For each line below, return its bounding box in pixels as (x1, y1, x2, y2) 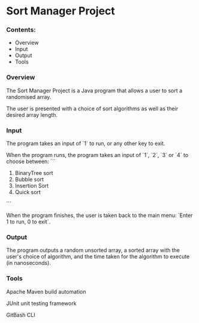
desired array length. (6, 111, 58, 118)
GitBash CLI (6, 311, 35, 318)
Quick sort (14, 189, 41, 196)
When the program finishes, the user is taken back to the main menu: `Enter (6, 212, 193, 219)
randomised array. (6, 93, 52, 100)
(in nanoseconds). (6, 259, 51, 267)
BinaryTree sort (14, 170, 53, 177)
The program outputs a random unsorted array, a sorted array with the (6, 247, 180, 254)
